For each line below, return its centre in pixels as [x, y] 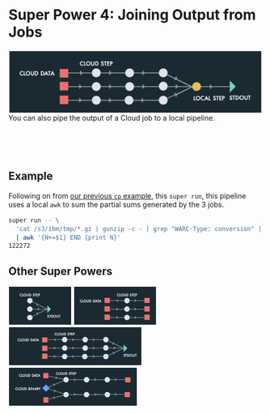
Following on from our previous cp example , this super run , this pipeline [127, 195]
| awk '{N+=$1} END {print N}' [68, 237]
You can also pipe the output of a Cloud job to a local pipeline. [112, 117]
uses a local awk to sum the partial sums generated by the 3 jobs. [116, 204]
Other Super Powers [61, 271]
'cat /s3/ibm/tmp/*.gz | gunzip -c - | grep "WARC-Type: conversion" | [139, 228]
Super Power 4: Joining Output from [132, 15]
